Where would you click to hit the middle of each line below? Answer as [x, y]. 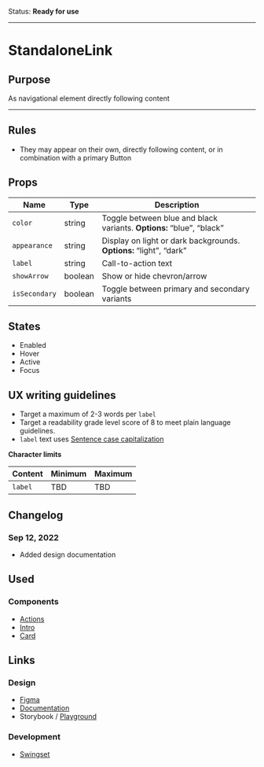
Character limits [35, 455]
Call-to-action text [137, 263]
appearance [32, 245]
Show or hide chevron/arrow [154, 276]
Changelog [36, 515]
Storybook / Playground [58, 717]
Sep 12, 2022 [33, 537]
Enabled [33, 345]
